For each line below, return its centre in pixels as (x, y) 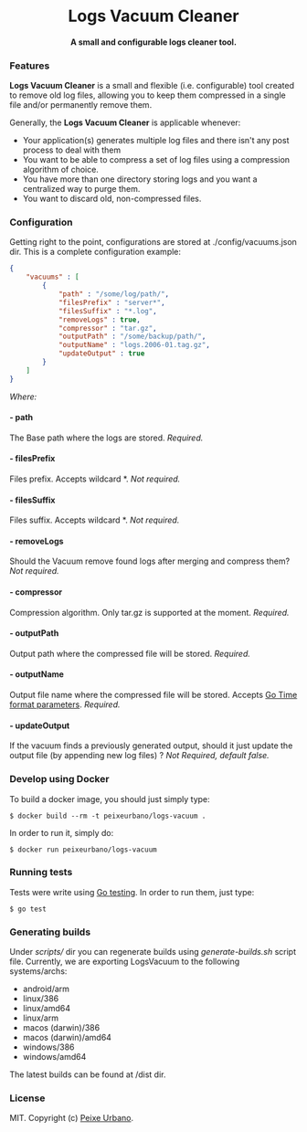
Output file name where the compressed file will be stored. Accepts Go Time (153, 695)
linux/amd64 (47, 1009)
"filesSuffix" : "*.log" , (107, 311)
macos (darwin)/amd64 (67, 1038)
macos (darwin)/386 (61, 1028)
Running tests (41, 873)
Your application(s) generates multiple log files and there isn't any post (156, 141)
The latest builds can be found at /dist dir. (88, 1074)
